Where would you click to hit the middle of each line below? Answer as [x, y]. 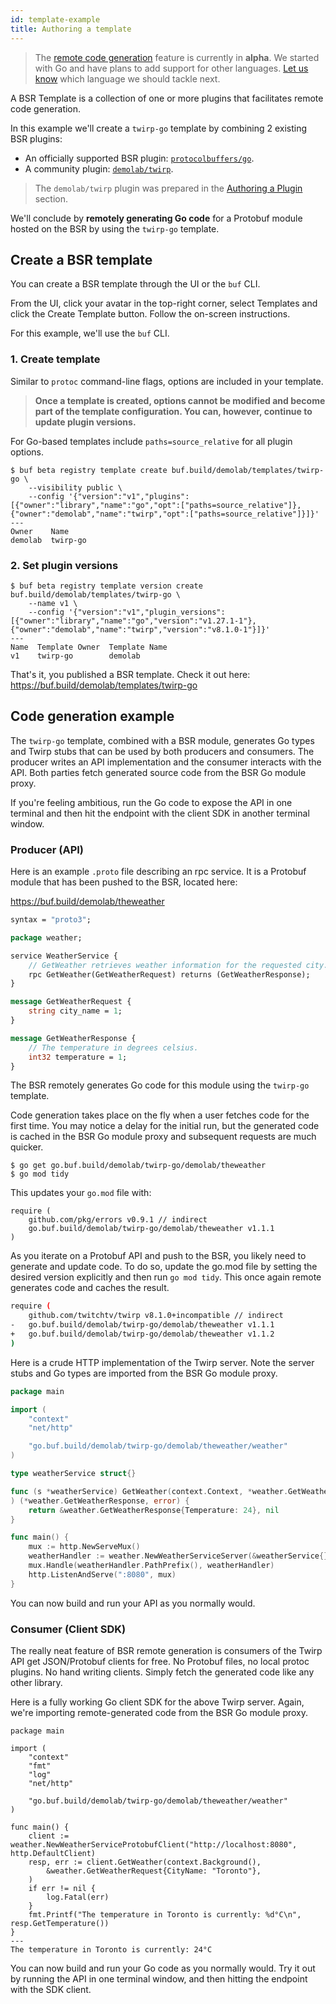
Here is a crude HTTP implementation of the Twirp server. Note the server [162, 1362]
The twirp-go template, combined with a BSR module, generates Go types [162, 740]
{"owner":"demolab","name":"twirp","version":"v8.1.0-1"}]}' [140, 629]
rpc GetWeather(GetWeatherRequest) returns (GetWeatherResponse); [169, 974]
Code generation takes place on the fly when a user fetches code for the [160, 1115]
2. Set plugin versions [64, 565]
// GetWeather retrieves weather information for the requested [165, 965]
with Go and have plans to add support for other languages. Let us [171, 68]
